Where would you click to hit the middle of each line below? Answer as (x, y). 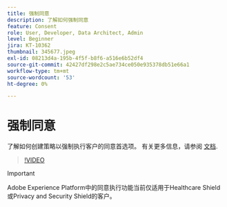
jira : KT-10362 (29, 45)
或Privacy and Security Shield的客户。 (61, 196)
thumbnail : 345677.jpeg (41, 52)
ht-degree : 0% (28, 84)
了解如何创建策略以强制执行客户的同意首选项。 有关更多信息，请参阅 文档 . (112, 146)
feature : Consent (32, 26)
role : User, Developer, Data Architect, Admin (75, 33)
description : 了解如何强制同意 (48, 20)
